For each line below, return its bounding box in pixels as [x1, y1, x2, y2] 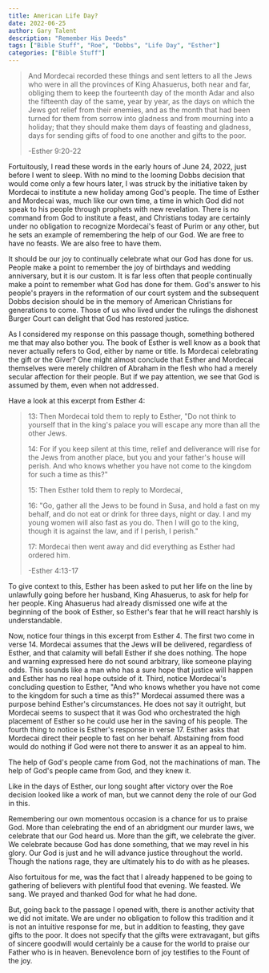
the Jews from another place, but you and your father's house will [27, 452, 246, 462]
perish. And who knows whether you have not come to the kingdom [27, 461, 252, 470]
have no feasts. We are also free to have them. [8, 238, 162, 248]
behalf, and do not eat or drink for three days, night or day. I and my [27, 509, 252, 518]
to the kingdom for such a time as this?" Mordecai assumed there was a [8, 691, 246, 700]
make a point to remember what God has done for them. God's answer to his [8, 280, 261, 289]
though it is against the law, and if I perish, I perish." [27, 526, 199, 536]
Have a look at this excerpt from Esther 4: [8, 396, 146, 405]
